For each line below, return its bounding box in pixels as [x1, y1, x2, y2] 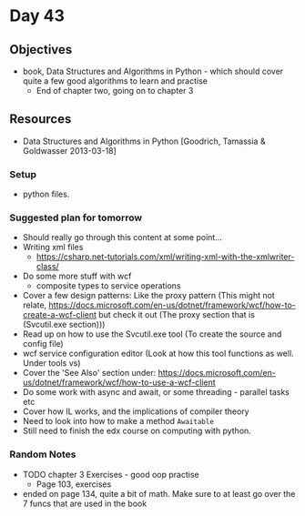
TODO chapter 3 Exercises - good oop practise [22, 469, 199, 480]
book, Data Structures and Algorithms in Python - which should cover [22, 66, 284, 76]
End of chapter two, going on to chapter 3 [36, 86, 194, 96]
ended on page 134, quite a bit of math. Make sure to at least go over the [22, 488, 296, 499]
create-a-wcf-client [22, 309, 97, 320]
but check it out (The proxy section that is [98, 309, 255, 320]
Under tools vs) [22, 358, 81, 369]
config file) [22, 339, 64, 349]
